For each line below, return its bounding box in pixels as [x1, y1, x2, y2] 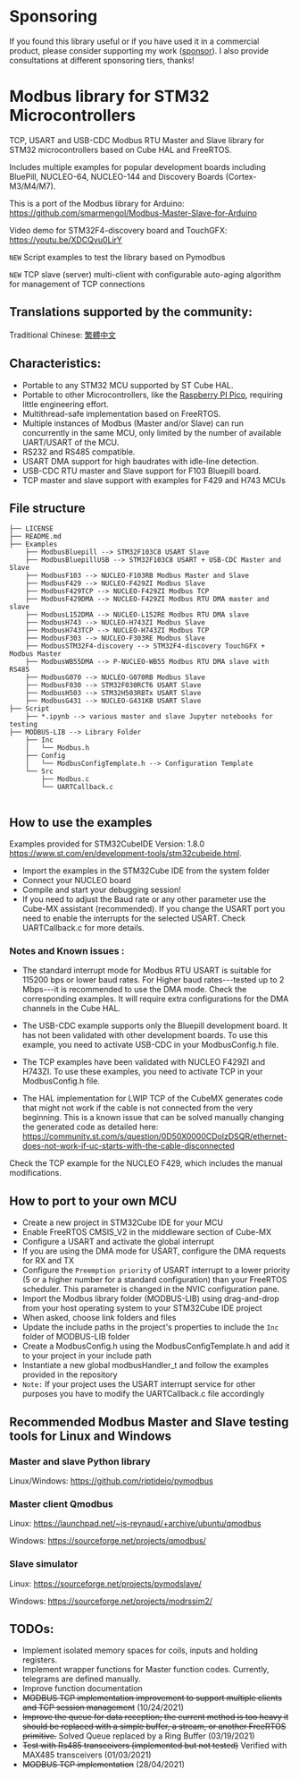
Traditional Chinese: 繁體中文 [9, 329, 117, 340]
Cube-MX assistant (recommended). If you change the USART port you [21, 904, 286, 915]
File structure [9, 500, 86, 515]
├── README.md [9, 532, 62, 541]
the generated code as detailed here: [21, 1121, 159, 1133]
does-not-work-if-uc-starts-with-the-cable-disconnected [21, 1141, 235, 1152]
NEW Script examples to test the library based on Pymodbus [9, 251, 226, 262]
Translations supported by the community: [9, 304, 253, 319]
